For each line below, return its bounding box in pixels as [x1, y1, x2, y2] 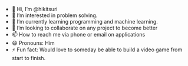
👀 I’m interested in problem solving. [11, 12, 98, 19]
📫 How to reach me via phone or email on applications [11, 31, 146, 38]
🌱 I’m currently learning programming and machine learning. [11, 18, 158, 25]
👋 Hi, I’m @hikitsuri [11, 6, 58, 12]
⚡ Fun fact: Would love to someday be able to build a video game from [11, 46, 183, 53]
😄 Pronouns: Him [11, 39, 55, 47]
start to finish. [11, 55, 46, 61]
